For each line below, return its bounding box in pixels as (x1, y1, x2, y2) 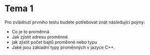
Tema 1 (4, 3, 34, 14)
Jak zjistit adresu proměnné (11, 34, 68, 40)
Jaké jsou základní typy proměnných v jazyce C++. (11, 44, 115, 50)
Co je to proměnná (11, 28, 50, 34)
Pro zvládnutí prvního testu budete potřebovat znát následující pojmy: (4, 19, 145, 25)
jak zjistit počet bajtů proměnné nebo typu (11, 39, 98, 45)
